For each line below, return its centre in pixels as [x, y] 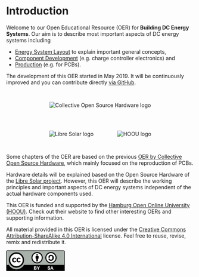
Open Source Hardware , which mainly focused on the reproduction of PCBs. [100, 163]
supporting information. [35, 218]
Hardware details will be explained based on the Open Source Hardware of [98, 174]
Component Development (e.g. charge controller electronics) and [95, 58]
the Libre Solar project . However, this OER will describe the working [89, 181]
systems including [28, 40]
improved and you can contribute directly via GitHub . [71, 82]
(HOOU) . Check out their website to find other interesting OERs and [89, 211]
